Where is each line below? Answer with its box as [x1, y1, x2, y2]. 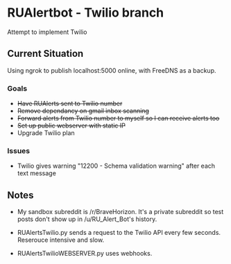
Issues [7, 146, 31, 155]
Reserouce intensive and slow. [17, 236, 105, 244]
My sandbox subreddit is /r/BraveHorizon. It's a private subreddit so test [17, 208, 224, 216]
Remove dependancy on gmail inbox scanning [17, 107, 149, 115]
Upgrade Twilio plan [17, 129, 75, 137]
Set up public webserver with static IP [17, 121, 126, 130]
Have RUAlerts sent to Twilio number [17, 99, 123, 108]
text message [17, 169, 57, 177]
